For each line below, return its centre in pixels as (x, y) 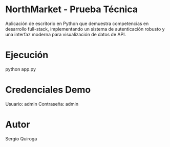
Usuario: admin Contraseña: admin (42, 104)
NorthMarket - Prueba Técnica (72, 9)
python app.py (21, 69)
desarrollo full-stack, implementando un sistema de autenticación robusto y (85, 29)
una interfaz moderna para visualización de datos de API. (66, 34)
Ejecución (27, 55)
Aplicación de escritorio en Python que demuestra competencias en (77, 23)
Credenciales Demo (48, 90)
